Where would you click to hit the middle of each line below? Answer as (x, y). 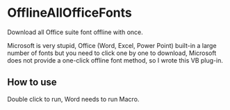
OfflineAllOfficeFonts (69, 13)
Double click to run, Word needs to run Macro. (73, 99)
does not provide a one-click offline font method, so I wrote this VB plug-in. (115, 60)
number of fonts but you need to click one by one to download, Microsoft (112, 53)
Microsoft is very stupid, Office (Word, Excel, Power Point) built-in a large (112, 45)
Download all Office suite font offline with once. (75, 32)
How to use (32, 82)
